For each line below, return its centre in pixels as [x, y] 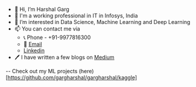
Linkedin [34, 50]
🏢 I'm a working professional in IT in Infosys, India [76, 16]
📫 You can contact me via [47, 29]
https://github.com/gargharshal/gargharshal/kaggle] [72, 77]
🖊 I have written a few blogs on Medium [65, 57]
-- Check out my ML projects [42, 71]
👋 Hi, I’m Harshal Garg [42, 9]
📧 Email [33, 44]
